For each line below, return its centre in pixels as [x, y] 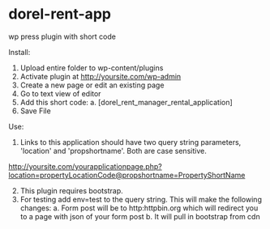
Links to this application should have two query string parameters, [131, 142]
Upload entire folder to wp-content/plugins [92, 68]
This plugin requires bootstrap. [71, 190]
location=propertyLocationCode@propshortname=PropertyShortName [127, 175]
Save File [35, 111]
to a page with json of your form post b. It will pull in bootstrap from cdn [140, 216]
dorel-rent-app [60, 14]
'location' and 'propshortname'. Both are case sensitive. [113, 151]
